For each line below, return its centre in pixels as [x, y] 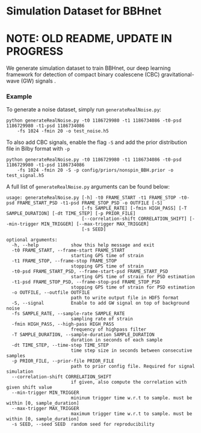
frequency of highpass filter [109, 329]
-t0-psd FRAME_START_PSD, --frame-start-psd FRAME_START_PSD [90, 272]
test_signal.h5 [25, 176]
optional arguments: [32, 240]
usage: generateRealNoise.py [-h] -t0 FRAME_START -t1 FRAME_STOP [91, 198]
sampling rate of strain [102, 319]
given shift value [29, 388]
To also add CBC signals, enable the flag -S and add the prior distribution [97, 142]
